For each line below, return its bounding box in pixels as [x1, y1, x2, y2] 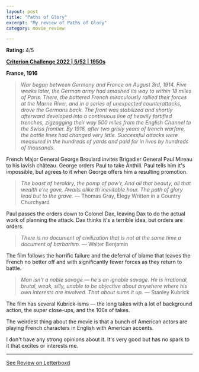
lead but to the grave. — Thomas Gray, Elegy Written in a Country [20, 192, 181, 199]
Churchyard [20, 199, 50, 206]
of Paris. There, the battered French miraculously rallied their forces [20, 94, 187, 101]
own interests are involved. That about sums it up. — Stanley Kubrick [20, 289, 190, 296]
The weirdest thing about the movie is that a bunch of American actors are [6, 318, 188, 325]
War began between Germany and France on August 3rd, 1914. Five [20, 81, 187, 88]
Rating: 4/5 [6, 47, 34, 54]
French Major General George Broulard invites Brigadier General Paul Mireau [6, 155, 192, 163]
